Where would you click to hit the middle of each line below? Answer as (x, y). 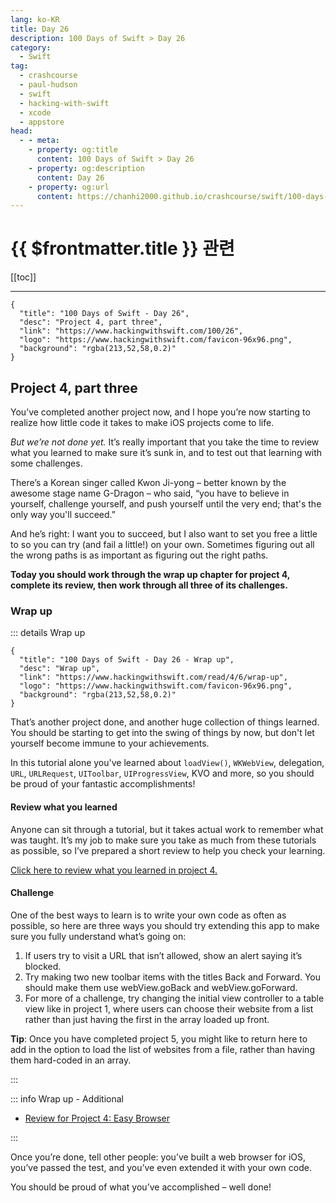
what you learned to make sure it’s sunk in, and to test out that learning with (166, 452)
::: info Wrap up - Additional (67, 1098)
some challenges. (46, 463)
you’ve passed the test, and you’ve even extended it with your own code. (161, 1167)
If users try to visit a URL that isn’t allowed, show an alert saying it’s (163, 955)
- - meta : (39, 141)
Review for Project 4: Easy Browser (97, 1118)
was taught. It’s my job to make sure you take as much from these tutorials (163, 840)
